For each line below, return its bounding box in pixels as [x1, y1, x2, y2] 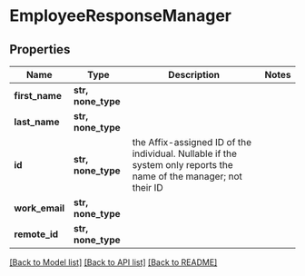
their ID [132, 182, 163, 193]
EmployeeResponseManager [9, 5, 232, 26]
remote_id [14, 228, 59, 241]
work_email [14, 202, 65, 214]
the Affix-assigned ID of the [132, 136, 252, 148]
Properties [9, 42, 71, 57]
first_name [14, 90, 62, 102]
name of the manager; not [132, 170, 243, 182]
